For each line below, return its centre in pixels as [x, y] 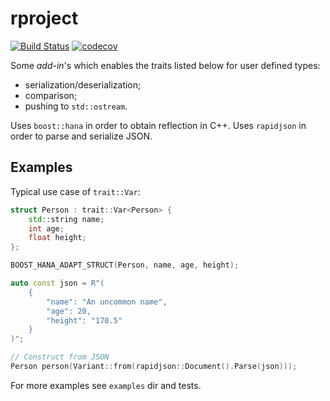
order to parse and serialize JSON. [81, 136]
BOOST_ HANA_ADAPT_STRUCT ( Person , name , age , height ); [125, 265]
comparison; [51, 95]
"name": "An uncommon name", [107, 302]
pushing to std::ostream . [76, 106]
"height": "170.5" [84, 320]
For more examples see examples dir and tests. [106, 385]
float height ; [57, 238]
